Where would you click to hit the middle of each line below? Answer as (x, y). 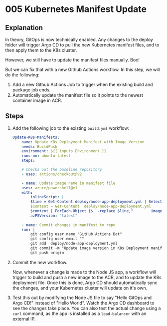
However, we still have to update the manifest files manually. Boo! (72, 60)
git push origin (47, 253)
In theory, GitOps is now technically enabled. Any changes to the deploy (79, 39)
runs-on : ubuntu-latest (46, 156)
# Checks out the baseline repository (62, 170)
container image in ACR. (37, 100)
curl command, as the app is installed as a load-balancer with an (79, 314)
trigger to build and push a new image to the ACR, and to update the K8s (87, 277)
